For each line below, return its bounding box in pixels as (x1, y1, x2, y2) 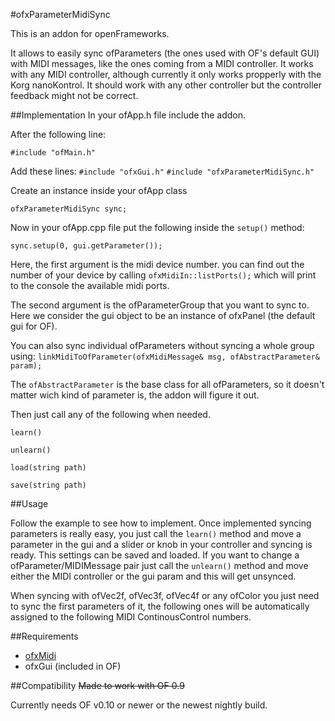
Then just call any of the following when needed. (10, 409, 211, 420)
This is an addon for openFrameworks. (10, 28, 170, 39)
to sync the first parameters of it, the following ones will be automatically (10, 600, 310, 612)
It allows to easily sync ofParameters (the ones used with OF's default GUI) (10, 47, 320, 59)
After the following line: (10, 129, 107, 140)
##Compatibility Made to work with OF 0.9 (10, 680, 185, 691)
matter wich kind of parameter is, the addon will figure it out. (10, 389, 260, 401)
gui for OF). (10, 320, 58, 332)
